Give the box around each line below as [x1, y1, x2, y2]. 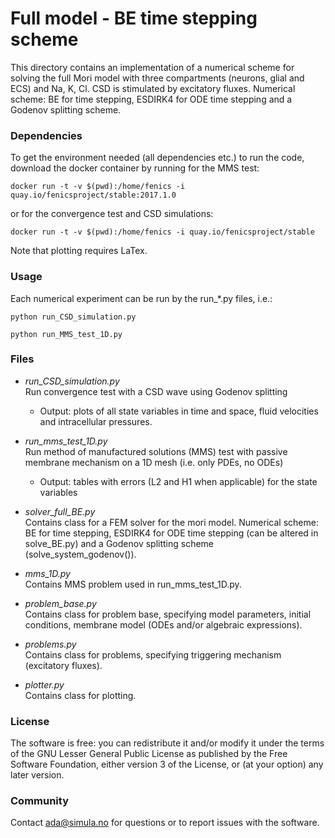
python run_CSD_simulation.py [10, 312, 137, 322]
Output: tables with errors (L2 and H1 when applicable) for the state [39, 475, 318, 487]
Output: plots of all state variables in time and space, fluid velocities [39, 405, 319, 417]
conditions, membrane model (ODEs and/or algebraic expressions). [24, 618, 303, 631]
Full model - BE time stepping [10, 7, 258, 30]
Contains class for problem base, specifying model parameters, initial [24, 608, 312, 620]
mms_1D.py [24, 567, 71, 579]
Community [10, 794, 69, 808]
